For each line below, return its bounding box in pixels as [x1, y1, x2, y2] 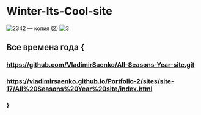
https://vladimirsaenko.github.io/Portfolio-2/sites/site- [6, 77, 174, 86]
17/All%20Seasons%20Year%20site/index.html [6, 84, 153, 93]
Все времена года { [6, 42, 85, 53]
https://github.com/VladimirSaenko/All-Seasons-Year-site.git [6, 61, 195, 69]
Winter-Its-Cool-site [6, 4, 112, 18]
